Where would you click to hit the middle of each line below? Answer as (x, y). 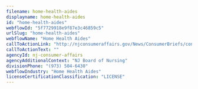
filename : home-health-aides (42, 11)
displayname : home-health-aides (46, 17)
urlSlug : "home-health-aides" (43, 33)
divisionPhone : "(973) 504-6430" (47, 66)
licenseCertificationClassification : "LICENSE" (66, 77)
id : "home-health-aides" (37, 22)
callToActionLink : (29, 44)
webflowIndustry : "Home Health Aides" (54, 71)
